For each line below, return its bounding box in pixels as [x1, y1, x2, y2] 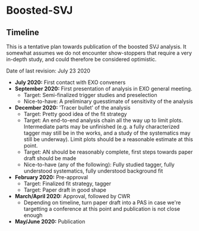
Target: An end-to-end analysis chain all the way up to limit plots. [23, 117, 183, 124]
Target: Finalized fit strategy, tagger [23, 180, 112, 187]
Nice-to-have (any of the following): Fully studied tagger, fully [23, 161, 175, 168]
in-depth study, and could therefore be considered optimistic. [6, 56, 157, 63]
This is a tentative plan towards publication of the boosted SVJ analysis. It [6, 43, 187, 50]
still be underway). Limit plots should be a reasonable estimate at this [23, 136, 193, 143]
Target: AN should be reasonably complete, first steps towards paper [23, 148, 193, 155]
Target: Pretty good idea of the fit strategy [23, 111, 127, 117]
